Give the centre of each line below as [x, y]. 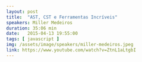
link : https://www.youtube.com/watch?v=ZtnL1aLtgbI [71, 50]
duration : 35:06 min [32, 28]
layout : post [22, 12]
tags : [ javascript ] [33, 39]
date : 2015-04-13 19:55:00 [42, 34]
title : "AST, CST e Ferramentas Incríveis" [62, 17]
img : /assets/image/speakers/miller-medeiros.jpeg [70, 45]
